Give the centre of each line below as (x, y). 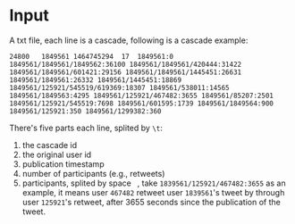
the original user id (57, 154)
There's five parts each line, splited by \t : (86, 128)
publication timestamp (63, 164)
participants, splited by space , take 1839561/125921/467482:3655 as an (154, 183)
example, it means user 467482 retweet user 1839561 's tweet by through (153, 192)
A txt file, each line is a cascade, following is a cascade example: (129, 40)
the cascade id (50, 145)
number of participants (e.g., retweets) (93, 173)
